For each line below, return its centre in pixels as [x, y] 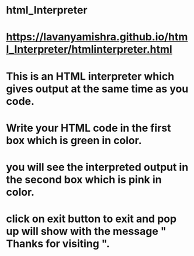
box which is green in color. [74, 140]
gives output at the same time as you [97, 89]
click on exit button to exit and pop [91, 219]
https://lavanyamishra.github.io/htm [97, 37]
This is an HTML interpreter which [90, 76]
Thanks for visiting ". [58, 244]
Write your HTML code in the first [89, 128]
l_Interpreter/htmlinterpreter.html [89, 50]
